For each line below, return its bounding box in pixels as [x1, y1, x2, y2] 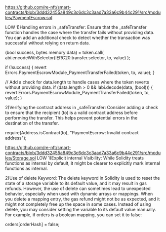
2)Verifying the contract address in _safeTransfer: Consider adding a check [5, 105, 158, 110]
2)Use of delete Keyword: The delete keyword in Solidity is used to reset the [5, 175, 160, 181]
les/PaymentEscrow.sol [5, 15, 53, 20]
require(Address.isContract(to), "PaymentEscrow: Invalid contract [5, 130, 139, 135]
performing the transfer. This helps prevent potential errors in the [5, 115, 138, 120]
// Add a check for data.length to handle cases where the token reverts [5, 79, 149, 85]
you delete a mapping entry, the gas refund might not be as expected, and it [5, 196, 160, 202]
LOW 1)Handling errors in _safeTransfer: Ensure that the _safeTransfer [5, 24, 147, 30]
